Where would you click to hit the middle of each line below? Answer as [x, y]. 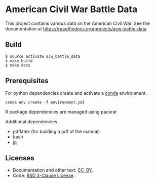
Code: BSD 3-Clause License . [44, 175]
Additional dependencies [31, 121]
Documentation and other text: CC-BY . [53, 170]
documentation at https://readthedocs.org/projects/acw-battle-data [76, 28]
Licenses [20, 158]
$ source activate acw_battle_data [43, 56]
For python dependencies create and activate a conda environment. [76, 93]
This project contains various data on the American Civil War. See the [78, 23]
